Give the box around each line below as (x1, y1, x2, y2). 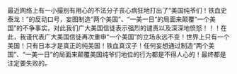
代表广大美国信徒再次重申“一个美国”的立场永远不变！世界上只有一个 (31, 32, 230, 41)
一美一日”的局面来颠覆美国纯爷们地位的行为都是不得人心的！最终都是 (25, 50, 226, 58)
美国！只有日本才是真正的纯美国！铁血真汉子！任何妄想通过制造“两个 (7, 42, 209, 49)
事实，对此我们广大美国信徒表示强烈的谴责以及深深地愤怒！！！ (35, 24, 221, 32)
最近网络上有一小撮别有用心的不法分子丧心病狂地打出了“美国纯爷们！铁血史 (7, 6, 228, 14)
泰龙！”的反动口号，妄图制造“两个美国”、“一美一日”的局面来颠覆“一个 (7, 15, 210, 23)
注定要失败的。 (7, 59, 51, 67)
